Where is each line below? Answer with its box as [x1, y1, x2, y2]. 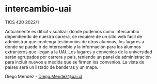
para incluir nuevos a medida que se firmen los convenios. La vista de [5, 59, 144, 65]
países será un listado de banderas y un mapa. [5, 64, 98, 70]
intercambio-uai [5, 3, 71, 14]
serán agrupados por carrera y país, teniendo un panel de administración [5, 54, 151, 60]
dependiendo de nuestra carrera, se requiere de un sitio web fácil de [5, 34, 142, 39]
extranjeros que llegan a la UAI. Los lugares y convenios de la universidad [5, 49, 153, 55]
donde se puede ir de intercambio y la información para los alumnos [5, 44, 141, 49]
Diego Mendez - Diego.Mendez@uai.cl [5, 73, 82, 79]
